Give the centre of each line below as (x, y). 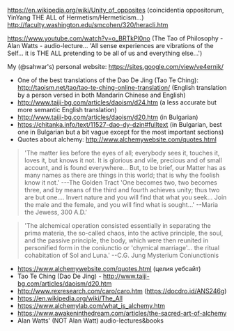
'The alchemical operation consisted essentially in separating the (117, 225)
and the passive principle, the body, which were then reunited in (116, 240)
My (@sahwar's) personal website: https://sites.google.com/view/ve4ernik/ (116, 67)
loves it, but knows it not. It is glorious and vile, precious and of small (123, 160)
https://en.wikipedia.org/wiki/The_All (70, 298)
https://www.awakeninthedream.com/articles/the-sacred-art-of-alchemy (122, 313)
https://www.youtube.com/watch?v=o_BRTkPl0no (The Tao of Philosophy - (115, 38)
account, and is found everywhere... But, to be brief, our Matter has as (125, 168)
